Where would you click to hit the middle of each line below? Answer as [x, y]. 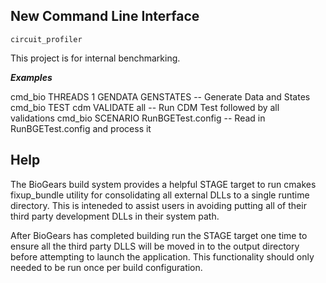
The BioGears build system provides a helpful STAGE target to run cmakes [163, 184]
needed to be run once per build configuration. [106, 267]
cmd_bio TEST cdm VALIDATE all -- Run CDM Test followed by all [145, 107]
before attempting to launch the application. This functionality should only [162, 256]
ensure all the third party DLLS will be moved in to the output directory [155, 246]
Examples [31, 77]
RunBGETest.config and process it [81, 128]
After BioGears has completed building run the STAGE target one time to [159, 235]
